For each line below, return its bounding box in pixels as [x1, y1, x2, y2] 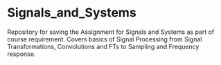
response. [7, 50, 36, 58]
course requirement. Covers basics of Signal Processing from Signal [7, 35, 202, 43]
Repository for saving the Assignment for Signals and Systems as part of [7, 28, 215, 36]
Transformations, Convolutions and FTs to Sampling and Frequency [7, 42, 200, 50]
